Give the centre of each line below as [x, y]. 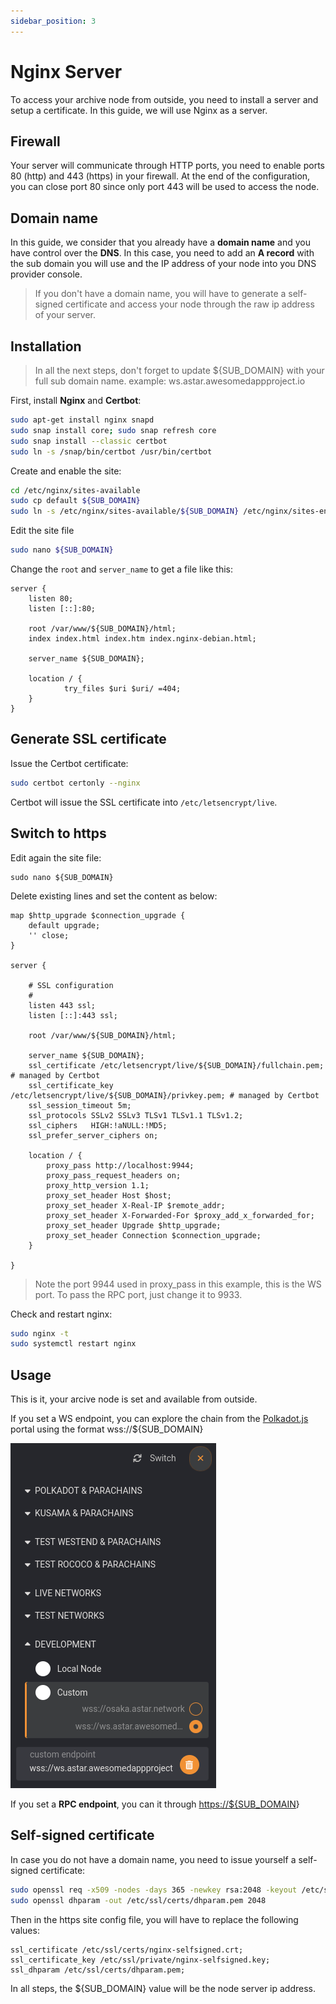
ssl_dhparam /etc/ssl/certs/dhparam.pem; [98, 1970]
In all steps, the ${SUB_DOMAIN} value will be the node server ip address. [163, 1988]
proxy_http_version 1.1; [98, 1185]
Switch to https [58, 833]
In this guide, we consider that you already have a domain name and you [160, 242]
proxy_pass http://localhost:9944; [120, 1165]
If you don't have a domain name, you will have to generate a [160, 294]
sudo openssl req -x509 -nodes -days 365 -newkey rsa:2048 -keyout [154, 1890]
